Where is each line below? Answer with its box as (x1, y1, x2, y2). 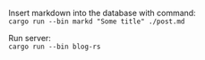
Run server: (8, 33, 51, 43)
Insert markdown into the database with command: (8, 8, 196, 18)
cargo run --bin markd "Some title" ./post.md (8, 17, 185, 26)
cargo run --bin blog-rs (8, 42, 101, 51)
